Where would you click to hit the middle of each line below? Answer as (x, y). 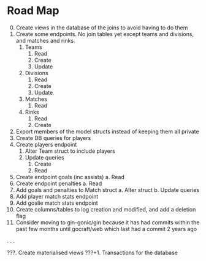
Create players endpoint (46, 144)
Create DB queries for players (53, 138)
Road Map (33, 11)
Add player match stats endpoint (57, 196)
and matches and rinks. (45, 40)
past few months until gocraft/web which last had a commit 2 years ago (106, 229)
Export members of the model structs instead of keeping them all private (107, 131)
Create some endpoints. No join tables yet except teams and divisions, (105, 34)
